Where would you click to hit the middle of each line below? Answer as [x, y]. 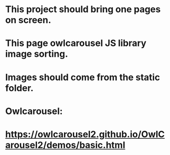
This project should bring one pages [83, 9]
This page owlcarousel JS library [76, 43]
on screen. [28, 20]
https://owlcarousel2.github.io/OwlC [85, 134]
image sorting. [37, 54]
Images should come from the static [83, 77]
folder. [20, 88]
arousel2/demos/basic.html [65, 145]
